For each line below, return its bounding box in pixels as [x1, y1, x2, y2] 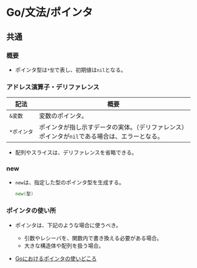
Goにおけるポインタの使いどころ [15, 255, 97, 262]
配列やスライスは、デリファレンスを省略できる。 [15, 149, 138, 156]
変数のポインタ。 [39, 112, 88, 120]
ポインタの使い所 [6, 207, 56, 215]
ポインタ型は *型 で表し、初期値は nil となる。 [15, 66, 126, 73]
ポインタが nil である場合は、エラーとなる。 [39, 132, 164, 141]
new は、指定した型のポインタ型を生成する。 [15, 179, 125, 186]
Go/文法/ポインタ [6, 5, 93, 19]
